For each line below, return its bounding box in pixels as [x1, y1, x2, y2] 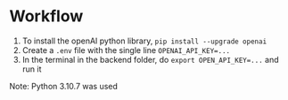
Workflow [9, 6, 84, 27]
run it [21, 64, 42, 74]
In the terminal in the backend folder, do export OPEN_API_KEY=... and [21, 54, 279, 65]
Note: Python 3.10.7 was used [9, 81, 119, 91]
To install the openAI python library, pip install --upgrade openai [21, 35, 267, 46]
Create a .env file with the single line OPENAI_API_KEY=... [21, 44, 230, 55]
